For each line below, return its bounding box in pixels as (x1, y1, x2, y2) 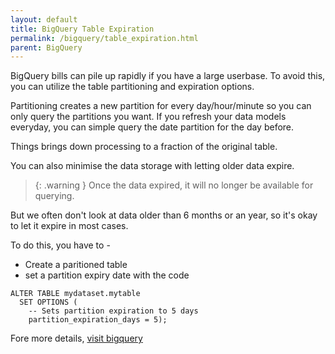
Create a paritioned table (24, 259, 128, 271)
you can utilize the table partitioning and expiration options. (10, 81, 255, 93)
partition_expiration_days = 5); (28, 315, 168, 325)
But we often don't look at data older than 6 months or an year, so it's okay (10, 209, 318, 221)
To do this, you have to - (10, 239, 111, 251)
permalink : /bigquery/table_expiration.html (10, 33, 199, 43)
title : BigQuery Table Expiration (10, 24, 155, 34)
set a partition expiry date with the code (24, 269, 190, 281)
